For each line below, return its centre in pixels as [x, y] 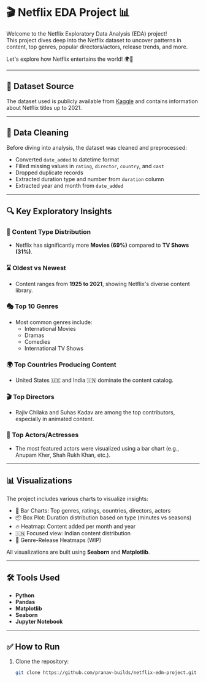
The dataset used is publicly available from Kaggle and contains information [102, 101]
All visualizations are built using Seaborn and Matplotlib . [78, 552]
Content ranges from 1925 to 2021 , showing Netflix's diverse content [102, 284]
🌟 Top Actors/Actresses [43, 435]
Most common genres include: [54, 322]
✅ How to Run [33, 647]
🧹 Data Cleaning [38, 133]
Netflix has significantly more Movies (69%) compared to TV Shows [102, 245]
